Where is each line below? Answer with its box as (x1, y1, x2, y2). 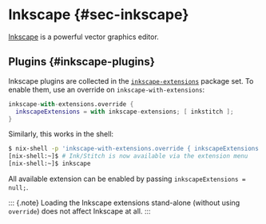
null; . (8, 183, 29, 192)
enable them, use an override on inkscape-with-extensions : (8, 84, 205, 94)
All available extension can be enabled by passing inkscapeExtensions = (8, 174, 246, 183)
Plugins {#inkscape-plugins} (8, 55, 156, 69)
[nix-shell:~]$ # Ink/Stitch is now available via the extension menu (8, 152, 248, 160)
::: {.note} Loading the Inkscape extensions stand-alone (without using (8, 198, 240, 207)
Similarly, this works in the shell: (8, 129, 114, 139)
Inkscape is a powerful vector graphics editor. (8, 32, 160, 41)
